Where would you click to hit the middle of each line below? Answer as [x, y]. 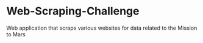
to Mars [16, 34]
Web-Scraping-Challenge [73, 11]
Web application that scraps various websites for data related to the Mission [102, 28]
